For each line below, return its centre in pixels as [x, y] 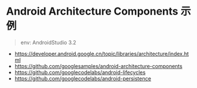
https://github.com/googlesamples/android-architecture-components [98, 66]
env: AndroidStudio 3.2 [48, 42]
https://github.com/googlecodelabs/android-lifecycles [80, 72]
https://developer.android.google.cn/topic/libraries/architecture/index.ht [102, 54]
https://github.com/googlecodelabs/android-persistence [83, 78]
